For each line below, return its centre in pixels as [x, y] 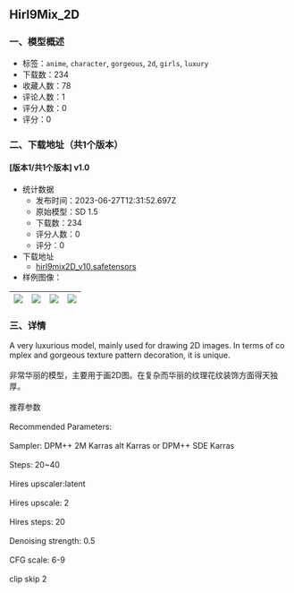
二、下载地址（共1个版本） [66, 144]
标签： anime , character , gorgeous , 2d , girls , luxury [115, 63]
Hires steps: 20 [37, 522]
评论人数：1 [43, 97]
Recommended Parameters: [61, 427]
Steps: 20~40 [35, 465]
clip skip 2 [28, 579]
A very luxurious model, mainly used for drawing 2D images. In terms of [142, 346]
